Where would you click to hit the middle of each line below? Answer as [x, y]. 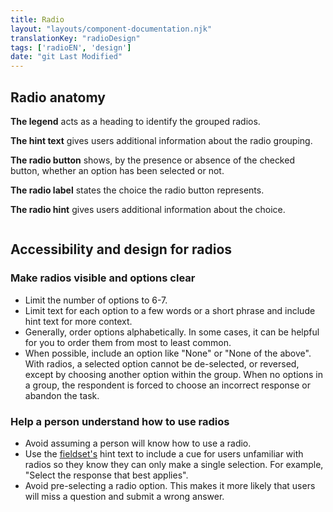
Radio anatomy [58, 97]
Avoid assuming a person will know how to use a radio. [138, 443]
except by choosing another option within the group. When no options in [174, 374]
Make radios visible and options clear [103, 278]
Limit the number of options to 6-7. [96, 300]
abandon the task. [62, 395]
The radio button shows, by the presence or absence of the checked [152, 160]
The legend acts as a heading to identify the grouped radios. [135, 121]
